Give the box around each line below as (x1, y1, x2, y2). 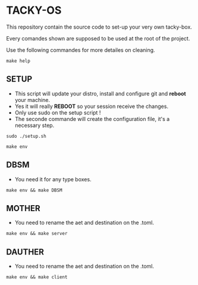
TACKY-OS (6, 4, 62, 17)
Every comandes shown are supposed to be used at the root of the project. (6, 35, 190, 42)
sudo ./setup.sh (6, 133, 46, 139)
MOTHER (6, 203, 40, 213)
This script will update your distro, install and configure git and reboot (14, 90, 186, 97)
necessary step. (14, 122, 55, 129)
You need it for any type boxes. (14, 175, 92, 182)
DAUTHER (6, 247, 45, 257)
